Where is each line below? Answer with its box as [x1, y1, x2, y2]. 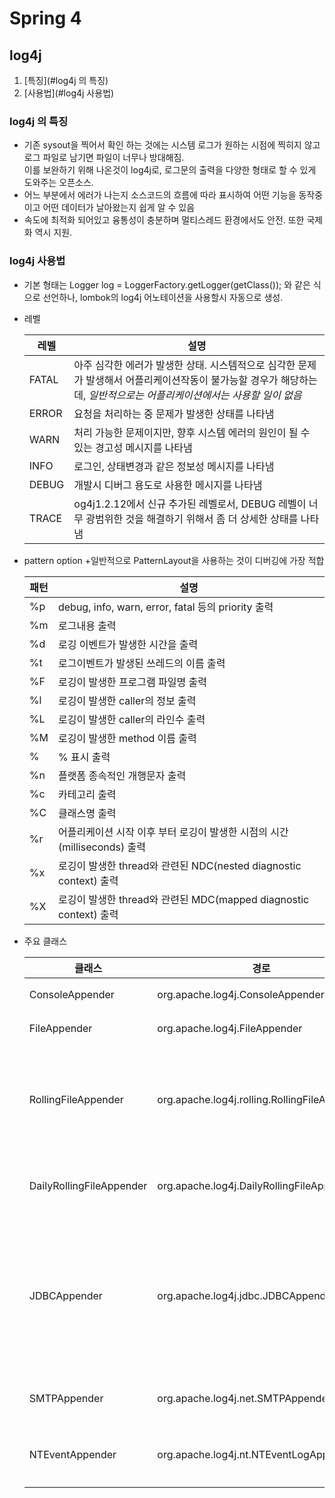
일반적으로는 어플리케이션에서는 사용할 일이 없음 [88, 388, 302, 402]
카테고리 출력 [57, 787, 117, 801]
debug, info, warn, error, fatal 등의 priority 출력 [57, 600, 274, 614]
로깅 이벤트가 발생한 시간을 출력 [57, 637, 199, 651]
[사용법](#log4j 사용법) [23, 87, 115, 99]
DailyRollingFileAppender [28, 1178, 148, 1192]
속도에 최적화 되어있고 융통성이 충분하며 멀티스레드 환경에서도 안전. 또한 [23, 214, 305, 226]
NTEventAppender [28, 1447, 117, 1461]
